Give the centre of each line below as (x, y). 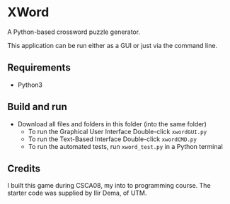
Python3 (30, 85)
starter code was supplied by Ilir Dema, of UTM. (77, 193)
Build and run (37, 107)
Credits (24, 168)
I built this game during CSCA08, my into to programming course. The (109, 186)
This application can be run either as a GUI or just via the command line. (113, 45)
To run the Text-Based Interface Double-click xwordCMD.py (112, 139)
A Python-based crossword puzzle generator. (74, 32)
